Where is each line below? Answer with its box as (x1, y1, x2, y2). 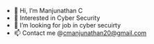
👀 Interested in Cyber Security (13, 14, 101, 22)
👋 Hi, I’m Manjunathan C (13, 7, 83, 14)
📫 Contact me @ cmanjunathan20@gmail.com (13, 29, 147, 37)
